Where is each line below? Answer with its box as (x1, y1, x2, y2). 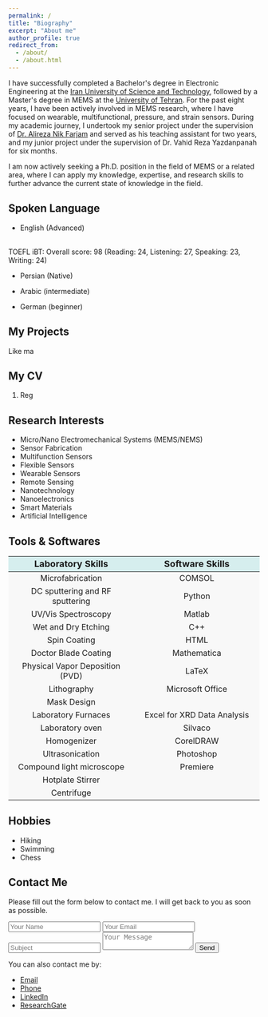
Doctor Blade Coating (30, 647, 112, 658)
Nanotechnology (19, 486, 75, 495)
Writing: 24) (8, 255, 48, 264)
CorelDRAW (175, 735, 219, 746)
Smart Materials (19, 503, 73, 512)
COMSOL (179, 572, 215, 583)
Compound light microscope (18, 761, 125, 772)
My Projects (8, 325, 69, 339)
